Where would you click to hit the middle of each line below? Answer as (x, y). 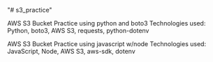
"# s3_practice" (30, 10)
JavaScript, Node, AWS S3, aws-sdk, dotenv (71, 51)
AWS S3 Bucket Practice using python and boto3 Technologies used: (106, 23)
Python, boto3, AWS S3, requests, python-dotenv (78, 31)
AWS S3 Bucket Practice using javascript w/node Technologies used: (107, 44)
